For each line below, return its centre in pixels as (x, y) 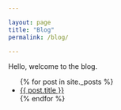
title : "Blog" (32, 30)
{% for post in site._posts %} (66, 82)
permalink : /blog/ (38, 37)
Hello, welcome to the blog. (53, 66)
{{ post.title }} (42, 90)
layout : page (30, 22)
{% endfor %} (42, 99)
